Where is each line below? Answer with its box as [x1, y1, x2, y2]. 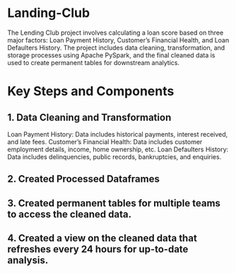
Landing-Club [7, 5, 90, 21]
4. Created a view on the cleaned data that [7, 232, 198, 245]
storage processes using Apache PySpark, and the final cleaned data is [7, 51, 216, 59]
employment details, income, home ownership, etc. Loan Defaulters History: [7, 145, 229, 153]
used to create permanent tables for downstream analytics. [7, 58, 180, 66]
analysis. [7, 255, 49, 267]
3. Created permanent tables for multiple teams [7, 197, 221, 209]
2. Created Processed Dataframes [7, 173, 160, 185]
